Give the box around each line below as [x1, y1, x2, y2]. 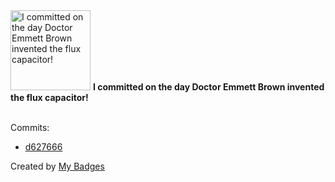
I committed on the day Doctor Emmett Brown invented [92, 81, 325, 93]
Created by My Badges [10, 160, 105, 172]
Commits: [10, 122, 50, 133]
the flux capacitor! [10, 92, 89, 103]
